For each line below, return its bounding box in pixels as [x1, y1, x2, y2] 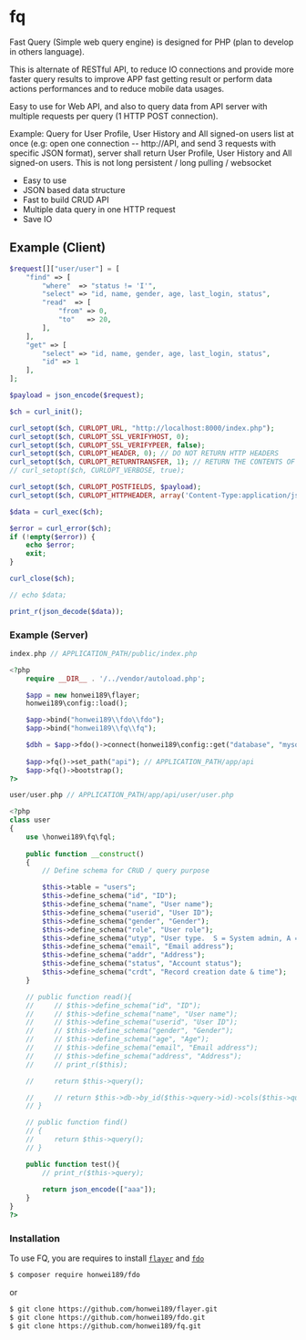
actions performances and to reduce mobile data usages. [9, 83, 225, 94]
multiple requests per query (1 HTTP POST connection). [9, 110, 219, 121]
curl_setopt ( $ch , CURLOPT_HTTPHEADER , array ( [9, 490, 185, 500]
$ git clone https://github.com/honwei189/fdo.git [9, 1313, 206, 1322]
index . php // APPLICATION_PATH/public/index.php [9, 649, 198, 658]
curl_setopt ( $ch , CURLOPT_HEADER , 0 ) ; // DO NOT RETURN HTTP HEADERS [9, 449, 280, 458]
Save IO [22, 213, 53, 224]
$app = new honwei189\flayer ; [25, 690, 141, 700]
